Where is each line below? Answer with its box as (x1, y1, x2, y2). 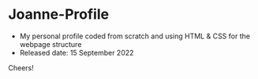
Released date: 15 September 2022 (19, 48, 134, 57)
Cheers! (8, 63, 34, 72)
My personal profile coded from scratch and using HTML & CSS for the (19, 31, 251, 41)
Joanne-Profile (8, 5, 109, 23)
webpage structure (19, 39, 82, 48)
